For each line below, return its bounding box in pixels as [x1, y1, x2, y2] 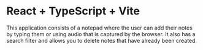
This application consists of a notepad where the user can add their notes [6, 24, 193, 31]
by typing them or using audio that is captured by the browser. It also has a [6, 30, 196, 37]
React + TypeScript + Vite [6, 4, 140, 18]
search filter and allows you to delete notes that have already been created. [6, 37, 197, 44]
